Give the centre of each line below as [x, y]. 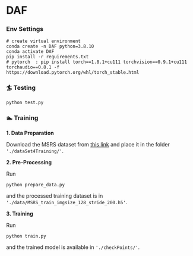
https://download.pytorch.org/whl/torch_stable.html [73, 73]
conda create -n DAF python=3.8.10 [50, 46]
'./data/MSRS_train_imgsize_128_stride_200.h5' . [67, 202]
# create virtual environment [44, 41]
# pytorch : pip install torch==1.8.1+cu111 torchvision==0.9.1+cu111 [96, 62]
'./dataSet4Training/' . [35, 151]
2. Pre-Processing [29, 163]
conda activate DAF [30, 52]
